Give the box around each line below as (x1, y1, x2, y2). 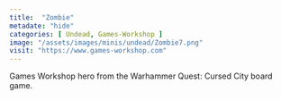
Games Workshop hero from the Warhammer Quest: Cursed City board (9, 71, 273, 81)
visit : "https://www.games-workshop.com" (9, 46, 168, 55)
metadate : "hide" (9, 21, 75, 30)
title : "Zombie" (9, 12, 75, 22)
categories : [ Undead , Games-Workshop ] (9, 29, 164, 38)
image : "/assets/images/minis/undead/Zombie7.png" (9, 37, 204, 47)
